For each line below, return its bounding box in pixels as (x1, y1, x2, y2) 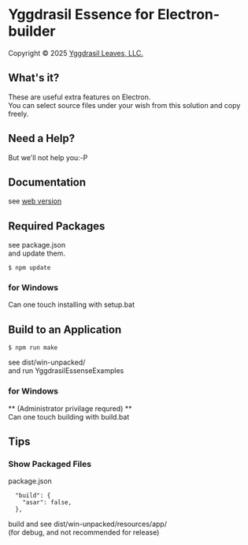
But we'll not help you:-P (8, 152, 88, 162)
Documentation (8, 175, 87, 189)
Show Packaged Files (8, 458, 92, 469)
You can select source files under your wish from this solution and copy (8, 100, 241, 110)
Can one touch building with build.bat (8, 412, 130, 421)
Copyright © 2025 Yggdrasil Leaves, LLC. (8, 48, 143, 58)
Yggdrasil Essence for (8, 6, 155, 24)
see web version (8, 196, 62, 206)
